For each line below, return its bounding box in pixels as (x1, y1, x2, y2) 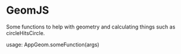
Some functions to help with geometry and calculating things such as (6, 23, 176, 30)
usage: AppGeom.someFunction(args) (6, 41, 100, 48)
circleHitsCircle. (6, 29, 45, 36)
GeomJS (6, 4, 49, 17)
